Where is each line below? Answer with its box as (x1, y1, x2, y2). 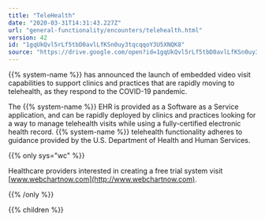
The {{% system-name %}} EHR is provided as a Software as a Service (8, 102, 239, 111)
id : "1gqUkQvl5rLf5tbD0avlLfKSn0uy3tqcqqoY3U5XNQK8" (8, 41, 185, 49)
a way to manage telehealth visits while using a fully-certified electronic (8, 119, 241, 128)
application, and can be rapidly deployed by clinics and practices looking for (8, 110, 256, 119)
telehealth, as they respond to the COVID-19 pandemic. (8, 87, 188, 96)
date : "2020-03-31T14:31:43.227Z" (8, 19, 122, 27)
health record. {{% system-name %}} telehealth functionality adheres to (8, 127, 243, 137)
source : (8, 48, 34, 56)
